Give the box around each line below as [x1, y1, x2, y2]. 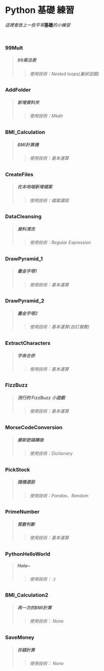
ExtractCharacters [5, 339, 51, 346]
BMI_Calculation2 [5, 592, 49, 599]
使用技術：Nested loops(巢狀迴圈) [29, 71, 99, 77]
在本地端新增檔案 [17, 184, 52, 190]
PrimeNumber [5, 508, 40, 515]
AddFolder [5, 87, 31, 94]
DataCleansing [5, 213, 42, 220]
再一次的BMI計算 [17, 604, 52, 610]
